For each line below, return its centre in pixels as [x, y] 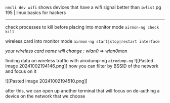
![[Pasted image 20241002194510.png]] [46, 81]
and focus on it [21, 71]
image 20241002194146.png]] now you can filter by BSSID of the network [82, 66]
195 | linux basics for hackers [36, 13]
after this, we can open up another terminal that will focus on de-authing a [82, 91]
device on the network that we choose [45, 96]
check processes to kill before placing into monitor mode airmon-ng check [82, 27]
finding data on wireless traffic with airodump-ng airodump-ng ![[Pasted [79, 61]
